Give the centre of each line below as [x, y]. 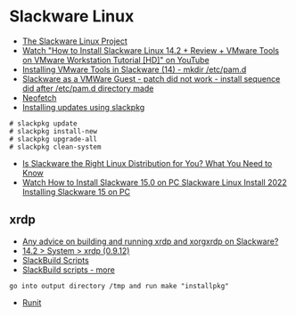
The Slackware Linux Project [74, 41]
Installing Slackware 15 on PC [76, 191]
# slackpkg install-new [53, 131]
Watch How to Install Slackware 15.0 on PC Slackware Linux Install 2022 [154, 182]
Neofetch [39, 97]
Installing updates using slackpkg [83, 107]
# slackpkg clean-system [55, 147]
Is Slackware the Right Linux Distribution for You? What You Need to [147, 163]
